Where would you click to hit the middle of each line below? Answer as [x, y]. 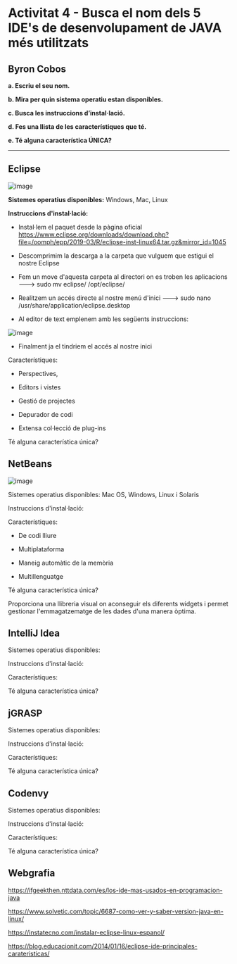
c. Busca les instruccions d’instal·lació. [66, 113]
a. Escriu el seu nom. [39, 86]
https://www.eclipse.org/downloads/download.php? [94, 234]
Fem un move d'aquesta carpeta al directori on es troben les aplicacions [123, 277]
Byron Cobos [37, 69]
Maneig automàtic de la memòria [66, 563]
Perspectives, [38, 373]
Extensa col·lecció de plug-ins [62, 428]
